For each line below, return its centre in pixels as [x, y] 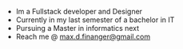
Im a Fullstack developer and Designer [79, 11]
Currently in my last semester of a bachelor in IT [95, 20]
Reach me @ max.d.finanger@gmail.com [83, 36]
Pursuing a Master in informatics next [78, 28]
